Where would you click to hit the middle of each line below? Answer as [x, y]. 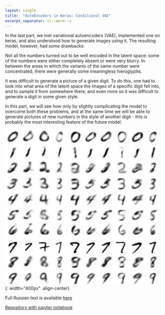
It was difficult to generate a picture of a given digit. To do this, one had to [80, 81]
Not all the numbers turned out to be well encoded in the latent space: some [82, 56]
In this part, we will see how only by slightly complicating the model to [76, 106]
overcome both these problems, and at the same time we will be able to [78, 112]
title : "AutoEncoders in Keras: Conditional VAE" [58, 16]
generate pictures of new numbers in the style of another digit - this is [76, 117]
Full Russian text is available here [39, 298]
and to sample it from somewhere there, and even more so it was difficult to [82, 91]
